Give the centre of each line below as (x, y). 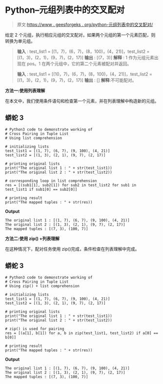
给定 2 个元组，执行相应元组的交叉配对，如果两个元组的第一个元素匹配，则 (80, 35)
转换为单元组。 (20, 41)
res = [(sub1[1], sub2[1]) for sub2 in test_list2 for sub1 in (71, 185)
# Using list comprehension (34, 138)
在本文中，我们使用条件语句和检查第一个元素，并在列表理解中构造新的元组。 (82, 101)
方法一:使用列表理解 (25, 90)
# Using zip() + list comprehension (42, 286)
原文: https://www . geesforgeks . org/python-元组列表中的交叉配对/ (85, 24)
